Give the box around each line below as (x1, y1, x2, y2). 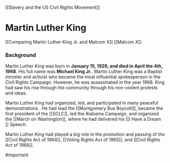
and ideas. (5, 90, 27, 96)
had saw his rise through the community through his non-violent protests (5, 85, 158, 91)
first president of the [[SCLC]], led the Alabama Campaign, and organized (5, 111, 159, 117)
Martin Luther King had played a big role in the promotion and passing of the (5, 132, 165, 138)
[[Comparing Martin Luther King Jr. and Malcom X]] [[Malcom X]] (5, 39, 142, 45)
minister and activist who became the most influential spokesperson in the (5, 74, 161, 80)
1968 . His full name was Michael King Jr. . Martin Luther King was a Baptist (5, 69, 162, 75)
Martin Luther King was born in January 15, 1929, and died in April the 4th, (5, 63, 163, 69)
